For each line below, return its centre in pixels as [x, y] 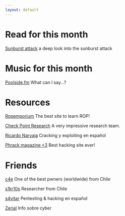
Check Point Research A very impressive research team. [63, 126]
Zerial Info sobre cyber [29, 208]
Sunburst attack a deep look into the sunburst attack [59, 48]
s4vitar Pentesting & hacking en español [46, 199]
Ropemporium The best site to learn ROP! [48, 116]
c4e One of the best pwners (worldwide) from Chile [58, 179]
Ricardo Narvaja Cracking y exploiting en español [56, 136]
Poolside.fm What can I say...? [36, 82]
